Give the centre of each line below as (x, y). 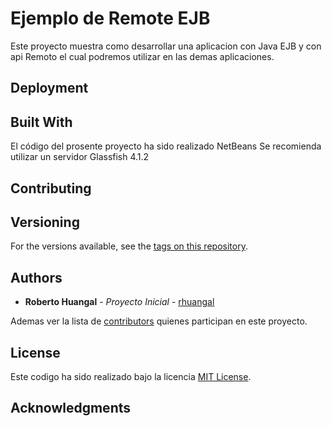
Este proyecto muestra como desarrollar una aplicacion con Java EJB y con (166, 46)
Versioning (45, 222)
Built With (41, 122)
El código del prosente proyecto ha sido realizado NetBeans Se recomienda (166, 146)
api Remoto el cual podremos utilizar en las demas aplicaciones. (142, 56)
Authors (36, 277)
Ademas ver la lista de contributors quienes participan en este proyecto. (159, 321)
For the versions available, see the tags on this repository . (129, 246)
